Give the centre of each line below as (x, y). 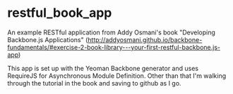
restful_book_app (60, 13)
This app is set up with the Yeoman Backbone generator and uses (103, 68)
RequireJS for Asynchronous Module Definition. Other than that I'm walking (117, 76)
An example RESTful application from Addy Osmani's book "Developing (111, 32)
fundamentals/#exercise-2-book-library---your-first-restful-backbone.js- (114, 47)
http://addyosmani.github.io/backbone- (145, 39)
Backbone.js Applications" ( (48, 39)
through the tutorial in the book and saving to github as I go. (94, 83)
